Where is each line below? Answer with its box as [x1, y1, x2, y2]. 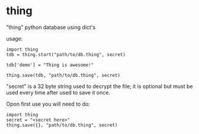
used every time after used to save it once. [6, 89, 111, 96]
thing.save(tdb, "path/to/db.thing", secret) [6, 72, 120, 78]
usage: [6, 35, 23, 42]
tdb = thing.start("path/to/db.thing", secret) [6, 51, 126, 57]
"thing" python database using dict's [6, 24, 96, 31]
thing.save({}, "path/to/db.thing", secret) [6, 122, 118, 128]
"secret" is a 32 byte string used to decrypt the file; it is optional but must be [6, 83, 193, 90]
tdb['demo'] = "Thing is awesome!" [6, 62, 94, 68]
